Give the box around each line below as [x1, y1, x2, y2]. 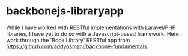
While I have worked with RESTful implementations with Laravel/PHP [6, 24, 176, 31]
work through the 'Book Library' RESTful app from [6, 36, 130, 43]
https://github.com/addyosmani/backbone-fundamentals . [6, 43, 149, 50]
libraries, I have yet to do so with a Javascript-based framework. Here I [6, 30, 182, 37]
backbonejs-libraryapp [6, 4, 124, 18]
